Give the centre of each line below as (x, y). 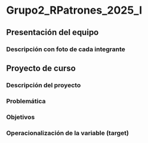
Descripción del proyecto (44, 85)
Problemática (26, 101)
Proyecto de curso (41, 68)
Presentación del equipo (53, 32)
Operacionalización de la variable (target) (68, 133)
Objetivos (21, 117)
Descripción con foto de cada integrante (66, 49)
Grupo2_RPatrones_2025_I (74, 10)
